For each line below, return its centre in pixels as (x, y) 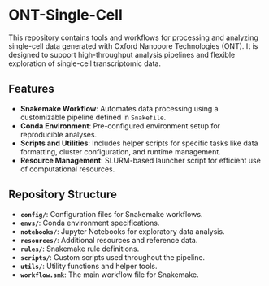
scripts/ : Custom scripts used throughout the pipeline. (113, 257)
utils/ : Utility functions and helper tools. (89, 266)
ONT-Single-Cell (66, 15)
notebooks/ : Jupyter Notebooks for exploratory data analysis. (122, 231)
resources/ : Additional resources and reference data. (109, 240)
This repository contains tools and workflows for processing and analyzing (133, 37)
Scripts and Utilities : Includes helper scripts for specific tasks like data (139, 143)
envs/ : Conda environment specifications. (90, 223)
